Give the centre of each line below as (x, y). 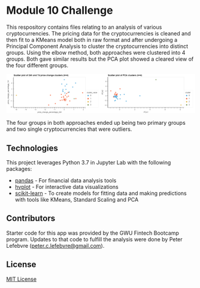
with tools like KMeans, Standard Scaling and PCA (77, 200)
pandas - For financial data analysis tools (66, 181)
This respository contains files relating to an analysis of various (84, 27)
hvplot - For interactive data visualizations (66, 187)
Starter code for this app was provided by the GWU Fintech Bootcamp (93, 233)
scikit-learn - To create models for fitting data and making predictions (101, 193)
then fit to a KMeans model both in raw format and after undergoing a (92, 40)
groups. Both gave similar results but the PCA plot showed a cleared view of (100, 59)
